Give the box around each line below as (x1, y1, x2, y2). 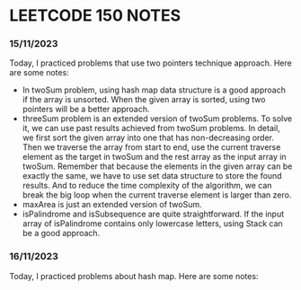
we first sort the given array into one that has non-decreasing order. (22, 132, 275, 144)
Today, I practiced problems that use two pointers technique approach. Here (9, 57, 292, 68)
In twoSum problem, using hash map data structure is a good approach (22, 84, 286, 95)
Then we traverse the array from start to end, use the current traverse (22, 142, 281, 153)
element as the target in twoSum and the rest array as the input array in (22, 152, 287, 163)
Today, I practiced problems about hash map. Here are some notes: (9, 270, 259, 281)
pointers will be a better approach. (22, 104, 150, 115)
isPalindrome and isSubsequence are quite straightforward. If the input (22, 208, 285, 220)
